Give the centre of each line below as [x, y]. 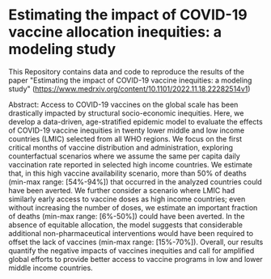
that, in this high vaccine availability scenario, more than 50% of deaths [127, 173]
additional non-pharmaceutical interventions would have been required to [131, 233]
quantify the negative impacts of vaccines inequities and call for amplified [131, 250]
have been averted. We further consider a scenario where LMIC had [122, 190]
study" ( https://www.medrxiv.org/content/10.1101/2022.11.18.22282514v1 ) [129, 89]
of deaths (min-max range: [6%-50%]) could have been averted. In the [127, 216]
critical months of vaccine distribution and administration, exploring [121, 147]
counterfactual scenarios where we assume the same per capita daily [124, 156]
